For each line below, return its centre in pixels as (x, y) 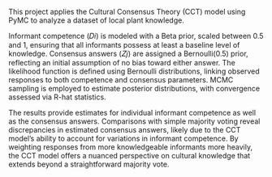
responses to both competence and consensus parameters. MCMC (121, 80)
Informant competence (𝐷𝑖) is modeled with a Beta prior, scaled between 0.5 (136, 36)
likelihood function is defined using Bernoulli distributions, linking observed (134, 71)
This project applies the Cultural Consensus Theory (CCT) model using (127, 12)
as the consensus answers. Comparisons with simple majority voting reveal (134, 121)
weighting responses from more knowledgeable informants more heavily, (131, 147)
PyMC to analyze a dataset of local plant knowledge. (96, 20)
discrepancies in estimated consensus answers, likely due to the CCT (125, 130)
